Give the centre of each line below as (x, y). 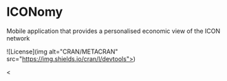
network (18, 38)
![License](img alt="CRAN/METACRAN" (62, 51)
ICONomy (35, 12)
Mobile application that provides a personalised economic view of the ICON (113, 31)
